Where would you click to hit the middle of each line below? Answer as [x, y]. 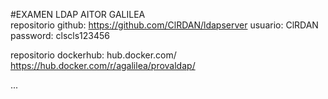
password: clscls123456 [60, 35]
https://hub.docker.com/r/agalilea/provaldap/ [103, 65]
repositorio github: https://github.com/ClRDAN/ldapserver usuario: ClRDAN [164, 25]
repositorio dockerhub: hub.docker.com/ [93, 55]
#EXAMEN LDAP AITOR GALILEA [78, 14]
